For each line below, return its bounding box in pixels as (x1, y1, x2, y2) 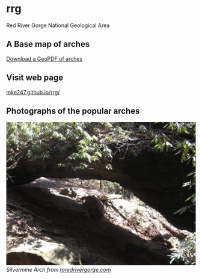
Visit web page (6, 73, 64, 83)
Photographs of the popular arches (6, 106, 140, 116)
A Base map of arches (6, 39, 90, 49)
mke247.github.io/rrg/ (6, 88, 60, 96)
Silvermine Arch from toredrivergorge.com (6, 266, 111, 273)
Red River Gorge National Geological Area (6, 22, 110, 29)
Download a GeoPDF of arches (6, 55, 83, 62)
